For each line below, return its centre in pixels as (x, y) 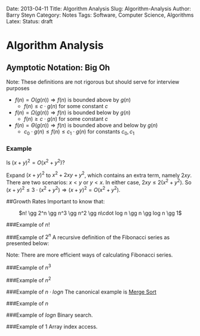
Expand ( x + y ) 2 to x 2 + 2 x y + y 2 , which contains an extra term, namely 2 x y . (99, 175)
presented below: (28, 243)
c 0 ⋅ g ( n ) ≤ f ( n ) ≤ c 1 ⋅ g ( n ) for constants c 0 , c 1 (79, 132)
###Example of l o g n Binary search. (50, 315)
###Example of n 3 (29, 267)
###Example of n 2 (29, 280)
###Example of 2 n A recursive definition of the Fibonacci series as (88, 237)
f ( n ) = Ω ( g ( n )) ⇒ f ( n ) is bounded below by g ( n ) (73, 112)
